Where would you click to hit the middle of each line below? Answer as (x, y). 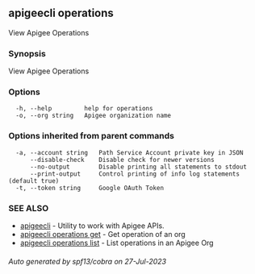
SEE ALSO (29, 208)
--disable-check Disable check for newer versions (122, 160)
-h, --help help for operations (84, 109)
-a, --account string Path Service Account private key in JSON (130, 152)
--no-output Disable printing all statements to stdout (138, 167)
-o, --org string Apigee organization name (94, 116)
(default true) (34, 181)
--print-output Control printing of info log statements (135, 174)
